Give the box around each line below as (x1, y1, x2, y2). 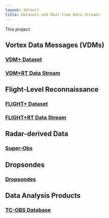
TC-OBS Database (5, 206, 51, 213)
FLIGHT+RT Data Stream (5, 114, 67, 121)
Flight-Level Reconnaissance (5, 85, 99, 94)
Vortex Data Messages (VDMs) (5, 41, 104, 49)
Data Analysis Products (5, 191, 81, 200)
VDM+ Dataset (5, 56, 42, 63)
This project (5, 26, 30, 32)
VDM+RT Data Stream (5, 69, 61, 77)
